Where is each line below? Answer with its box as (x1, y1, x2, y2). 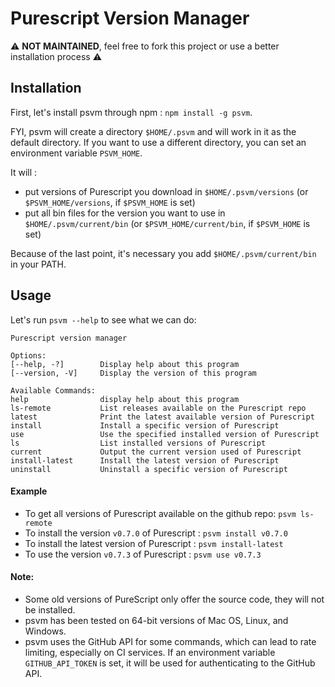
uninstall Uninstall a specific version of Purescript (10, 464, 288, 474)
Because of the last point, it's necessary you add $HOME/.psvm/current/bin (10, 247, 317, 259)
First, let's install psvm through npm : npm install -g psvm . (10, 106, 253, 118)
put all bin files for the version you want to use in (24, 207, 226, 219)
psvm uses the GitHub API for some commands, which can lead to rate (24, 635, 317, 647)
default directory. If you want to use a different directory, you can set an (10, 136, 307, 148)
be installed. (24, 603, 76, 616)
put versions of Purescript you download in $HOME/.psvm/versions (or (24, 185, 309, 197)
